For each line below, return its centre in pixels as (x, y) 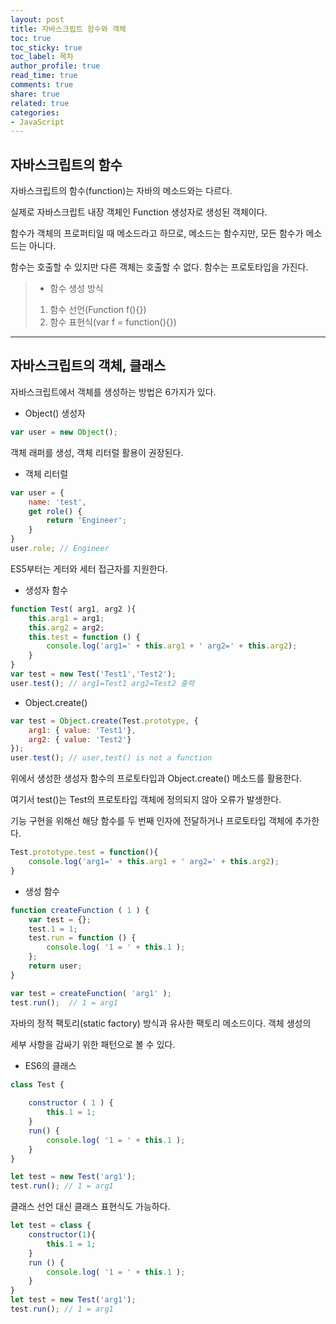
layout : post (37, 19)
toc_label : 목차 (42, 57)
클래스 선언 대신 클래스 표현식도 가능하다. (90, 1207)
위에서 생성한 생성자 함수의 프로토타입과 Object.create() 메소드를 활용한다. (156, 778)
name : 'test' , (57, 502)
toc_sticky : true (46, 47)
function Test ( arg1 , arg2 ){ (73, 609)
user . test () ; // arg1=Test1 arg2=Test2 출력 (102, 683)
